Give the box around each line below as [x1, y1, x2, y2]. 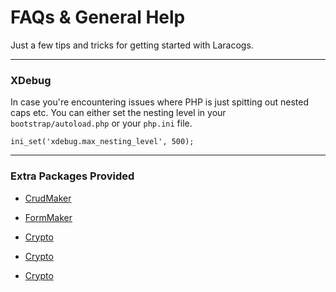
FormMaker [24, 211, 73, 223]
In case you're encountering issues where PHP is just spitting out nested [10, 96, 310, 108]
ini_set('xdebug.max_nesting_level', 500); [10, 137, 195, 147]
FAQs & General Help [10, 6, 186, 29]
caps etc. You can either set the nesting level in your [10, 107, 227, 119]
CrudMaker [24, 192, 72, 204]
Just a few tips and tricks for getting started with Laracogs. [10, 39, 254, 51]
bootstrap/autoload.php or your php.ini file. [10, 117, 193, 130]
